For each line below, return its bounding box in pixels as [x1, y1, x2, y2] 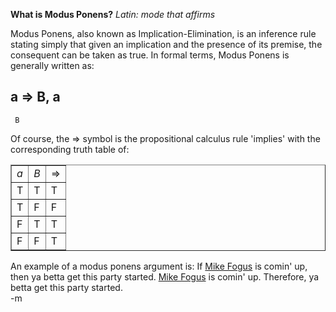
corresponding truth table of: [10, 143, 130, 155]
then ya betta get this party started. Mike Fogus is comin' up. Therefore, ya [10, 270, 320, 283]
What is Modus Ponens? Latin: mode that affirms [10, 9, 216, 20]
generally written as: [10, 60, 95, 71]
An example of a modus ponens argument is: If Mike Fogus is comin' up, [10, 260, 308, 272]
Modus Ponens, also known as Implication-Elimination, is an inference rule [10, 28, 317, 39]
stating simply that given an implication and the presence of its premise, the [10, 39, 323, 50]
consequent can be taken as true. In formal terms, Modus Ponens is [10, 49, 290, 61]
